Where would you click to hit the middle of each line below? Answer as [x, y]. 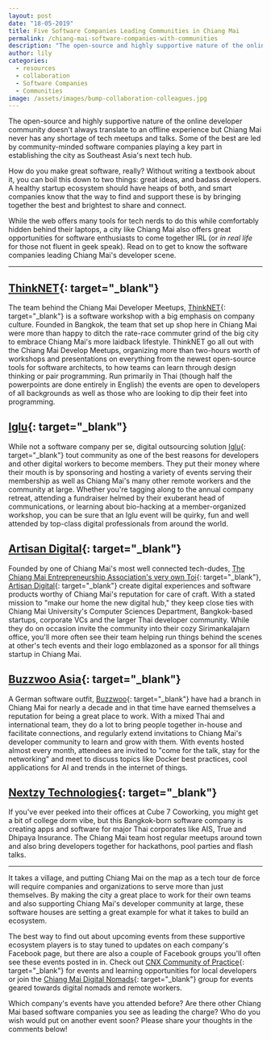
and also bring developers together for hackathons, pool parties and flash [131, 847]
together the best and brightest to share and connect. [98, 206]
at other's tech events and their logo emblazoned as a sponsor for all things [134, 645]
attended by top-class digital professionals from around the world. [118, 523]
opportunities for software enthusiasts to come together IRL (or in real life [130, 238]
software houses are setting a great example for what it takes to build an [129, 913]
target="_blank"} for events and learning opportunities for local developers [133, 971]
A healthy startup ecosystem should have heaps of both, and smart [120, 188]
